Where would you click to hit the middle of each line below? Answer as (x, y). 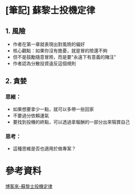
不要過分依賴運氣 (31, 115)
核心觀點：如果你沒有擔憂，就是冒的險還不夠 (60, 51)
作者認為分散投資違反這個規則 (44, 63)
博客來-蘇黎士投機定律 (29, 186)
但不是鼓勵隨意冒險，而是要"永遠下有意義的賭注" (64, 57)
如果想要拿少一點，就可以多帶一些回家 (53, 109)
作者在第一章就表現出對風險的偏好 (49, 44)
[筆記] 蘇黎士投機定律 (50, 10)
